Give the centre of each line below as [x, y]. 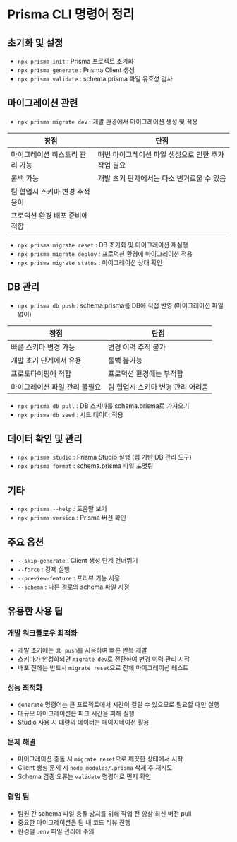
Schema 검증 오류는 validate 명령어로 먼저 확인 [84, 777]
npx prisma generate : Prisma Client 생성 [76, 70]
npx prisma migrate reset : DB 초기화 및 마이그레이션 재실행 [103, 245]
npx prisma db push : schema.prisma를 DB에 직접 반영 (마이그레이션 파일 [120, 305]
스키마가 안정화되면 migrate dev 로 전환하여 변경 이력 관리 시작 [104, 659]
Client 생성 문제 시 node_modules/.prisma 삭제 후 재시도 [95, 768]
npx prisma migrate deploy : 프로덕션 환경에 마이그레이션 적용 [105, 253]
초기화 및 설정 [35, 43]
